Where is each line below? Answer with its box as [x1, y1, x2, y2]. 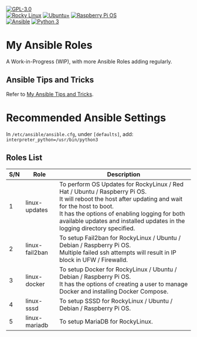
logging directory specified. [59, 224, 135, 232]
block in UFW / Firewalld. [59, 255, 128, 264]
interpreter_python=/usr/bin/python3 [6, 137, 98, 143]
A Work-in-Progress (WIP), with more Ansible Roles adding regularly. [6, 58, 172, 65]
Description [107, 170, 141, 178]
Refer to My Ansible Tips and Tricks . [6, 90, 94, 97]
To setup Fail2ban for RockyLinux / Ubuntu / [59, 234, 181, 242]
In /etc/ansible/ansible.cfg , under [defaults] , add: [6, 130, 134, 137]
